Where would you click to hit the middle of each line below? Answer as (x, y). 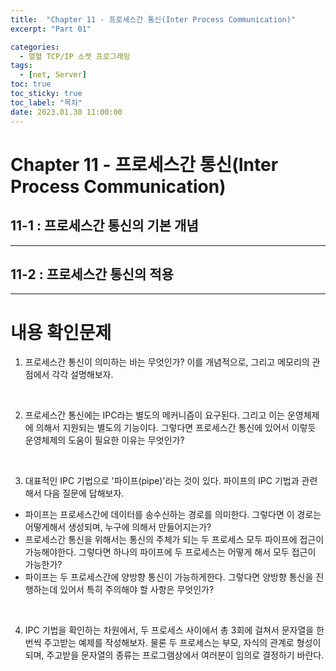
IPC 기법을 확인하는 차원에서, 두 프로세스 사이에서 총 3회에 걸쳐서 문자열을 (169, 630)
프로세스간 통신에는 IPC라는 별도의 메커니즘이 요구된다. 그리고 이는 (154, 415)
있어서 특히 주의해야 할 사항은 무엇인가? (137, 590)
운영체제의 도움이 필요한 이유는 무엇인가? (104, 440)
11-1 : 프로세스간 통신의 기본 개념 (104, 226)
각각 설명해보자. (82, 375)
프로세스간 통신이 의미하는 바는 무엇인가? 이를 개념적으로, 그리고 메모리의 (167, 362)
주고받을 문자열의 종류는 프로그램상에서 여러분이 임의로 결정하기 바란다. (185, 655)
